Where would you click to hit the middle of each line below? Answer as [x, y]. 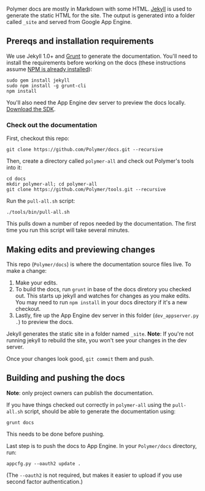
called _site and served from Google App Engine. [69, 22]
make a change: [27, 270]
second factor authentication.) [44, 481]
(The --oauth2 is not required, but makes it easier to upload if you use [94, 475]
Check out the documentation [52, 125]
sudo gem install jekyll [38, 80]
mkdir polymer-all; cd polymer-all [52, 184]
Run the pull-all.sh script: [41, 201]
